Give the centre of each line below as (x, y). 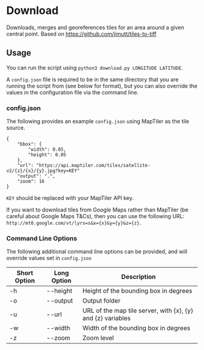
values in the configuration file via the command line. (73, 92)
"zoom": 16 (31, 182)
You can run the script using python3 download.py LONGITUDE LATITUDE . (95, 67)
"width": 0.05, (47, 149)
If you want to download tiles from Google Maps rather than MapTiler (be (97, 210)
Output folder (101, 301)
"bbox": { (30, 144)
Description (138, 277)
